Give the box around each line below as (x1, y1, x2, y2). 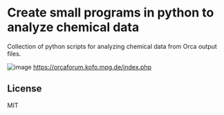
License (7, 83, 42, 94)
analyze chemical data (7, 19, 140, 35)
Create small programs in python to (7, 5, 214, 21)
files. (7, 50, 21, 58)
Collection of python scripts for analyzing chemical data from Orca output (7, 42, 218, 50)
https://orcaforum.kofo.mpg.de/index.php (33, 63, 152, 71)
